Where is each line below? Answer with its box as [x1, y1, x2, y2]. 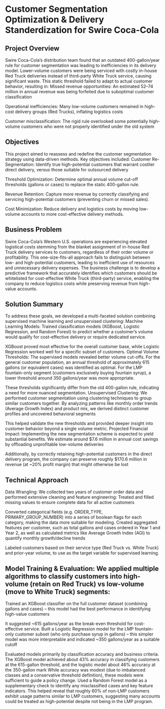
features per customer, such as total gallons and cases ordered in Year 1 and [5, 525, 161, 531]
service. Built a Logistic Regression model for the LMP [24, 626, 134, 632]
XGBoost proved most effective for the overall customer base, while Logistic [5, 344, 160, 350]
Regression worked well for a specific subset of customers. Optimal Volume [5, 349, 159, 355]
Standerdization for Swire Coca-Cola [5, 25, 159, 36]
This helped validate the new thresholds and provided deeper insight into [5, 421, 154, 427]
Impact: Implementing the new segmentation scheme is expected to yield [5, 431, 154, 437]
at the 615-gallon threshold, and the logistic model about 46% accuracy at [5, 662, 156, 668]
